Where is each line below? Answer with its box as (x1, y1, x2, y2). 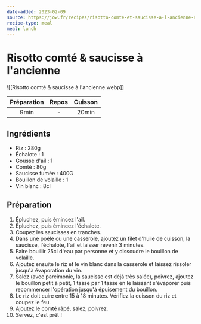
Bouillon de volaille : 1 (15, 176, 69, 183)
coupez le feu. (15, 298, 51, 305)
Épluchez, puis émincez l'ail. (15, 216, 85, 223)
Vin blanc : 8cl (15, 183, 51, 189)
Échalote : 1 (15, 151, 44, 158)
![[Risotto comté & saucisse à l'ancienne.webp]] (7, 84, 125, 91)
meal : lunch (7, 25, 36, 32)
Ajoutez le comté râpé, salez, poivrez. (15, 305, 109, 312)
